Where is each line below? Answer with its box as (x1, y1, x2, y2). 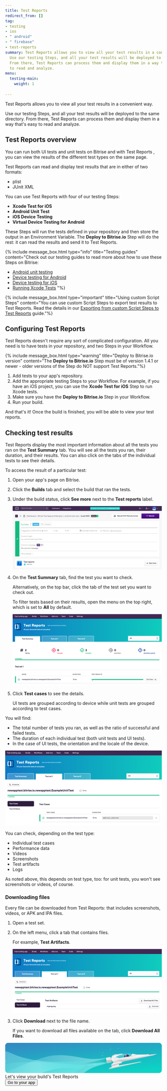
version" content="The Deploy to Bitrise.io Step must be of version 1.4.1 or (5, 358, 159, 364)
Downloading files (5, 894, 50, 901)
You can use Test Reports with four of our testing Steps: (5, 193, 120, 199)
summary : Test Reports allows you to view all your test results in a (5, 50, 155, 55)
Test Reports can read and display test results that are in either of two (5, 164, 148, 169)
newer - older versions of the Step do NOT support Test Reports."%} (5, 363, 146, 369)
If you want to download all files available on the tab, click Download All (12, 1028, 160, 1034)
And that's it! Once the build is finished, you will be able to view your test (5, 409, 154, 415)
